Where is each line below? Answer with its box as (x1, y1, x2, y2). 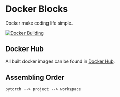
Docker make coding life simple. (5, 20, 73, 26)
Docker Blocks (5, 3, 68, 15)
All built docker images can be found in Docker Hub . (5, 58, 115, 64)
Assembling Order (5, 73, 65, 82)
